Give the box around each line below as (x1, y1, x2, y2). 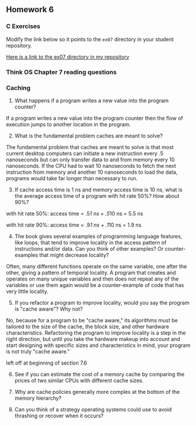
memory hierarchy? (14, 394, 62, 402)
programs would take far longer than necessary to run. (6, 174, 138, 181)
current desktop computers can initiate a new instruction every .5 (6, 150, 164, 157)
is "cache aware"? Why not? (14, 305, 83, 312)
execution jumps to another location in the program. (6, 120, 131, 128)
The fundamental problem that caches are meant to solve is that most (6, 143, 174, 150)
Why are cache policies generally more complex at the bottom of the (14, 388, 180, 395)
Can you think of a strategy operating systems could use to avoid (14, 406, 172, 413)
